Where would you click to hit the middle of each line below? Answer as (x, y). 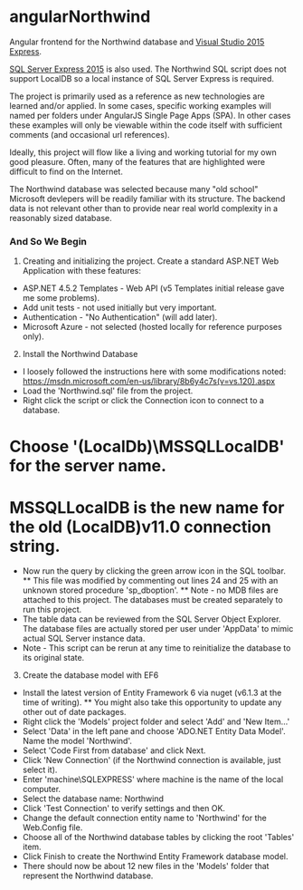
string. (35, 546)
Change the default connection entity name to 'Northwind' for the (144, 818)
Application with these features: (82, 271)
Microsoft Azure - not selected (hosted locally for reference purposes (152, 327)
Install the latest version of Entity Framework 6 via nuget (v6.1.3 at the (152, 693)
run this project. (52, 610)
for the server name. (88, 466)
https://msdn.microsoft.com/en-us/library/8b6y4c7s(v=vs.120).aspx (149, 382)
